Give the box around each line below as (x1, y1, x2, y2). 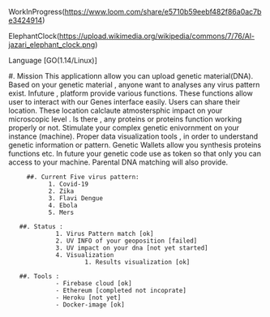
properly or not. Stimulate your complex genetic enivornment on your (8, 123, 240, 132)
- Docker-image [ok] (55, 301, 126, 309)
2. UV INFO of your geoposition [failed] (55, 237, 198, 245)
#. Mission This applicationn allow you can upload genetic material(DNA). (8, 71, 254, 80)
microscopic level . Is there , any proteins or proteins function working (8, 114, 242, 124)
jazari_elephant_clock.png (8, 40, 96, 49)
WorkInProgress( (8, 7, 65, 16)
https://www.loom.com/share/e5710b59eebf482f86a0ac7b (64, 7, 262, 16)
